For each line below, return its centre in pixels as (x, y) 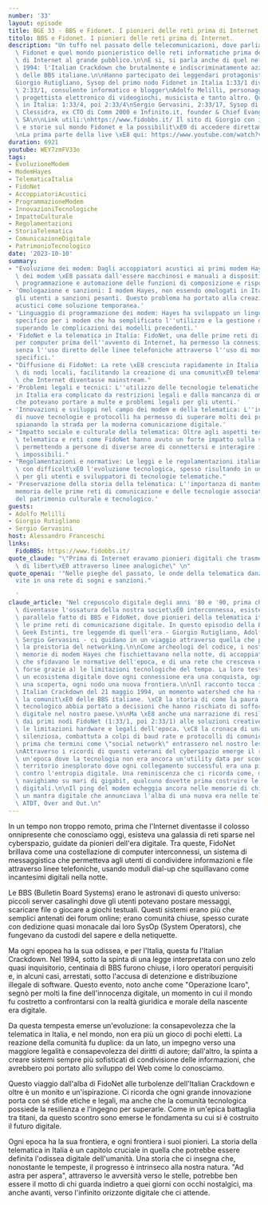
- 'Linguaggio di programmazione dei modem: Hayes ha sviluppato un (124, 313)
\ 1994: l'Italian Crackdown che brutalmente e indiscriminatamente (132, 68)
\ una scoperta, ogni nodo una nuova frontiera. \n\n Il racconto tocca (135, 684)
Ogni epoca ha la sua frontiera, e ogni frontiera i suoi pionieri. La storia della (133, 1141)
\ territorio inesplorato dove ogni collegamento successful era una (133, 766)
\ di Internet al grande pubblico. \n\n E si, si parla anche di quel (132, 61)
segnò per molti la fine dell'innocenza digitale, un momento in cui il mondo (130, 993)
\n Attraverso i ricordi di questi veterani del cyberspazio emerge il (135, 751)
